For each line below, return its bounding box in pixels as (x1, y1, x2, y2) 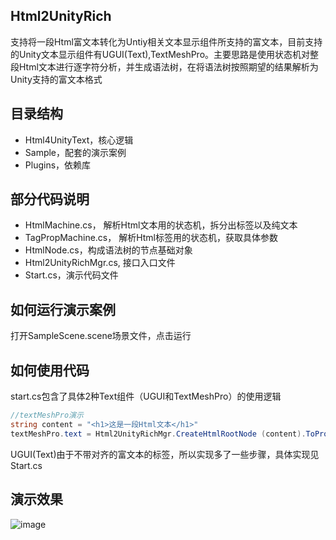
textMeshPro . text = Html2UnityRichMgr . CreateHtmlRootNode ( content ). (10, 429, 307, 439)
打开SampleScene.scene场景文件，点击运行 (10, 330, 192, 342)
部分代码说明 (10, 191, 90, 208)
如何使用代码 (10, 362, 90, 379)
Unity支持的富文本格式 (10, 73, 103, 85)
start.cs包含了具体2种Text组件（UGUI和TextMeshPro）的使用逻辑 (10, 390, 282, 403)
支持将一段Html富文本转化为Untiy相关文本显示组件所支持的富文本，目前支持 (10, 35, 323, 48)
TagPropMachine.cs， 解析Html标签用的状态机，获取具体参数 (24, 232, 279, 244)
